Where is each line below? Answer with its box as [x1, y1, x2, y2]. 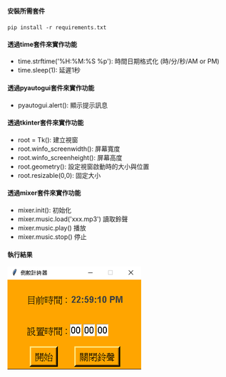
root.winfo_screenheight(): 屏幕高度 [17, 153, 123, 161]
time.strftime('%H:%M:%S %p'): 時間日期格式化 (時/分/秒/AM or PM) [17, 57, 220, 65]
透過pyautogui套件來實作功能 [7, 84, 95, 92]
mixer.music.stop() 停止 [17, 233, 87, 241]
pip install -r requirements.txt [7, 24, 107, 31]
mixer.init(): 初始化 [17, 206, 72, 215]
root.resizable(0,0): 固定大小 [17, 171, 101, 179]
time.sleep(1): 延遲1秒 [17, 66, 81, 75]
